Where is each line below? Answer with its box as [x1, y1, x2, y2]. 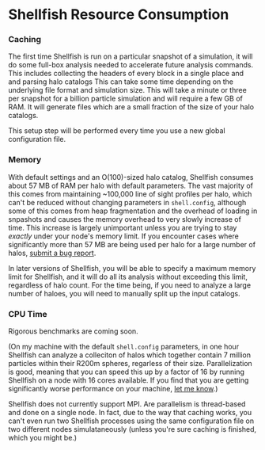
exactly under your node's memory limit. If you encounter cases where [8, 231, 239, 241]
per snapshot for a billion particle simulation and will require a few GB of [8, 93, 243, 104]
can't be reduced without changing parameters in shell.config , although [8, 197, 247, 207]
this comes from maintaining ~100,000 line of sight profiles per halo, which [8, 189, 252, 199]
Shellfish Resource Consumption [8, 6, 229, 24]
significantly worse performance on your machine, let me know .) [8, 384, 218, 394]
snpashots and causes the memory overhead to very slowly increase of [8, 214, 241, 223]
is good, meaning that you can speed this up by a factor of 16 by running [8, 367, 245, 377]
